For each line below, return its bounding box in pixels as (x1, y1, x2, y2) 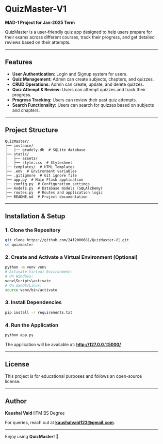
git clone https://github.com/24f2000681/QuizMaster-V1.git (5, 238, 130, 243)
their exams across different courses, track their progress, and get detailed (5, 34, 155, 40)
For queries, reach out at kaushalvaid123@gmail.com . (5, 419, 115, 425)
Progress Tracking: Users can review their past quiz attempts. (12, 97, 137, 103)
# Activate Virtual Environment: (5, 270, 73, 274)
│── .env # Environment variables (5, 169, 77, 174)
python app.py (5, 333, 34, 338)
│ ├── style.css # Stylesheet (5, 160, 73, 165)
